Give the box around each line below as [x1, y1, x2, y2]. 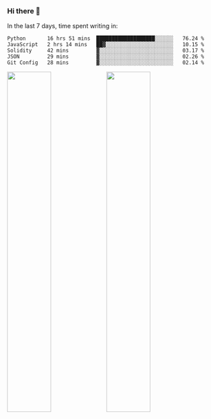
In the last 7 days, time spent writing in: [7, 22, 118, 30]
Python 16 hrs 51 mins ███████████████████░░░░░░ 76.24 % [7, 35, 205, 42]
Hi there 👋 [7, 6, 41, 16]
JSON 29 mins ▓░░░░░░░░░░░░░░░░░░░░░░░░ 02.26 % [7, 53, 205, 61]
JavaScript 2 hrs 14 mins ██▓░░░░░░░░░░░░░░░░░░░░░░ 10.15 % [7, 41, 205, 48]
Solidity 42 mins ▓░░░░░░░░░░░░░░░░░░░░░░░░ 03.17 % [7, 48, 205, 54]
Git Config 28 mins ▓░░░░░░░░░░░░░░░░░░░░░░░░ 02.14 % [7, 59, 205, 66]
